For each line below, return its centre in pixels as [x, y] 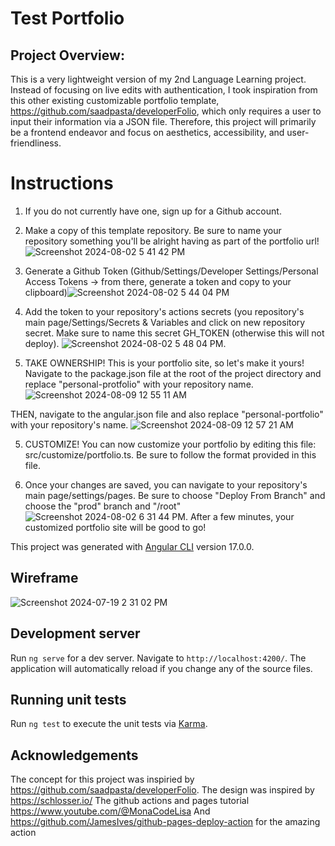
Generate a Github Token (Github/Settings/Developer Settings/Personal [171, 271]
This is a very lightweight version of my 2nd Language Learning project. [158, 79]
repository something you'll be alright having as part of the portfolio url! [172, 241]
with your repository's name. [69, 424]
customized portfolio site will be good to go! [115, 527]
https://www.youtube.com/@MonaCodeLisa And [110, 811]
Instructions [62, 183]
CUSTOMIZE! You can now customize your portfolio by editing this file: [170, 444]
